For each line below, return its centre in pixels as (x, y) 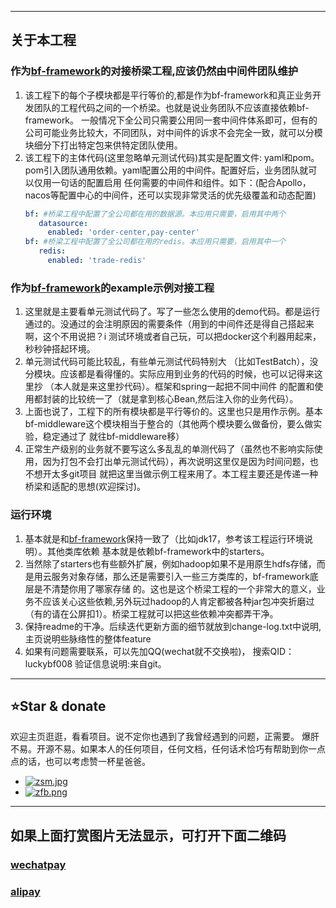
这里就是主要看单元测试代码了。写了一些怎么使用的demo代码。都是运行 (172, 312)
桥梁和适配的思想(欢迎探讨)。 (85, 487)
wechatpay (38, 864)
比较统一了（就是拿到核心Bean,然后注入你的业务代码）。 (183, 399)
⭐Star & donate (58, 706)
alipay (25, 891)
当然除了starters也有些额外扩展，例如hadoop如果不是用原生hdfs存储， (170, 563)
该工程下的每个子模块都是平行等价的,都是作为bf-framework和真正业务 (168, 95)
